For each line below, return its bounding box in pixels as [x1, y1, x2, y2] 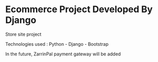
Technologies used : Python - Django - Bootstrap [5, 41, 109, 47]
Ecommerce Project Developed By [5, 4, 153, 15]
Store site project [5, 31, 42, 37]
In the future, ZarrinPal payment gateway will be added [5, 51, 121, 57]
